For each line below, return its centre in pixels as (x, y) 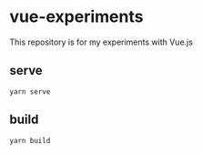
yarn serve (30, 92)
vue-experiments (76, 17)
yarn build (30, 140)
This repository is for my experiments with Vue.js (101, 42)
